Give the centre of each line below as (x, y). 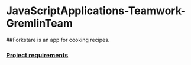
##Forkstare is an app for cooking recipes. (58, 40)
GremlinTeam (39, 23)
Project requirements (37, 55)
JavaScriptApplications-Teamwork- (96, 11)
